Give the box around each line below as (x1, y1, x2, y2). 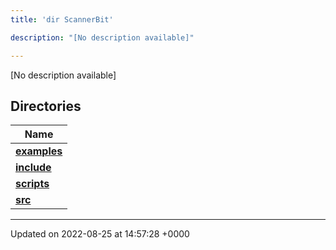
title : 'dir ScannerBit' (10, 14, 114, 25)
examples (15, 144, 63, 158)
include (15, 161, 52, 175)
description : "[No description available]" (10, 32, 195, 43)
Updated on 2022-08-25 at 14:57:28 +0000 (10, 228, 190, 240)
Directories (10, 97, 82, 115)
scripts (15, 177, 50, 191)
